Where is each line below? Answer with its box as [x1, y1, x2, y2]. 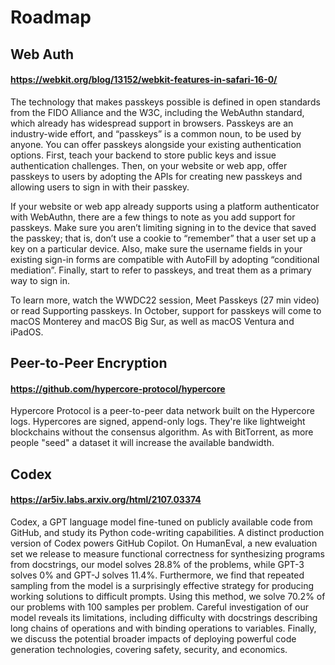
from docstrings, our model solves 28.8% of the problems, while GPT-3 [10, 558, 305, 570]
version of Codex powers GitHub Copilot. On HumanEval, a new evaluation [10, 537, 318, 549]
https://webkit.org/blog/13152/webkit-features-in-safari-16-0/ [10, 74, 278, 86]
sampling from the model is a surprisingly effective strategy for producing [10, 579, 315, 591]
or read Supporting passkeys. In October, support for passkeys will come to [10, 304, 322, 316]
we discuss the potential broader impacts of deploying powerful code [10, 632, 297, 645]
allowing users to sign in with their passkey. [10, 181, 190, 193]
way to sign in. [10, 274, 70, 286]
